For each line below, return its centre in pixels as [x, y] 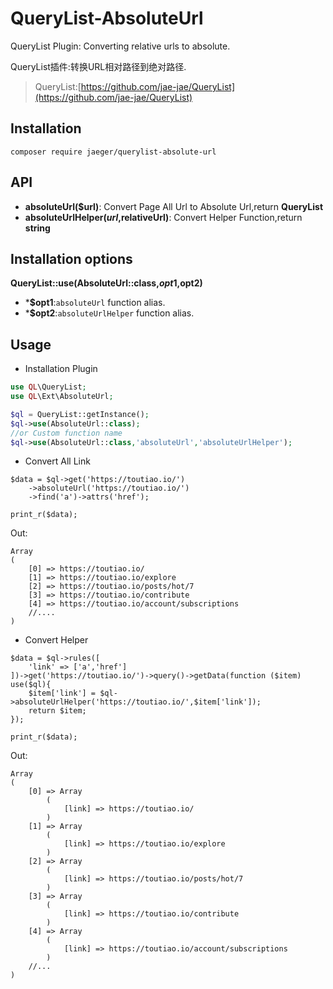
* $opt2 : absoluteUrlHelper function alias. [109, 313]
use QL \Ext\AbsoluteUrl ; [62, 397]
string [37, 228]
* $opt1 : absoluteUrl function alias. [95, 303]
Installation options [71, 258]
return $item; [57, 711]
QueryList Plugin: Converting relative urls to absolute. [120, 46]
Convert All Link [57, 461]
